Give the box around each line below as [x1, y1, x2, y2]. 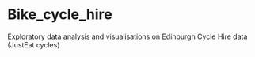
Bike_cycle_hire [7, 6, 112, 24]
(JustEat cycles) [7, 40, 60, 49]
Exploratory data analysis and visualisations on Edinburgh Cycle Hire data [7, 32, 248, 41]
